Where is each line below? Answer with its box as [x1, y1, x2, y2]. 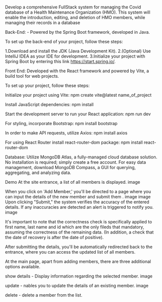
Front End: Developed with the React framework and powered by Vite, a [5, 68, 149, 74]
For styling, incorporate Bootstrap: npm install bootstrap [5, 121, 118, 126]
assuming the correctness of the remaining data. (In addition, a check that [5, 229, 154, 235]
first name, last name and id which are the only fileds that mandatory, [5, 224, 144, 230]
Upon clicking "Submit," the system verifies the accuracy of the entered [5, 199, 150, 205]
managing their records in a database [5, 20, 81, 25]
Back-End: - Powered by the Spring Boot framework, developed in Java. [5, 29, 150, 35]
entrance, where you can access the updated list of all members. [5, 249, 136, 255]
